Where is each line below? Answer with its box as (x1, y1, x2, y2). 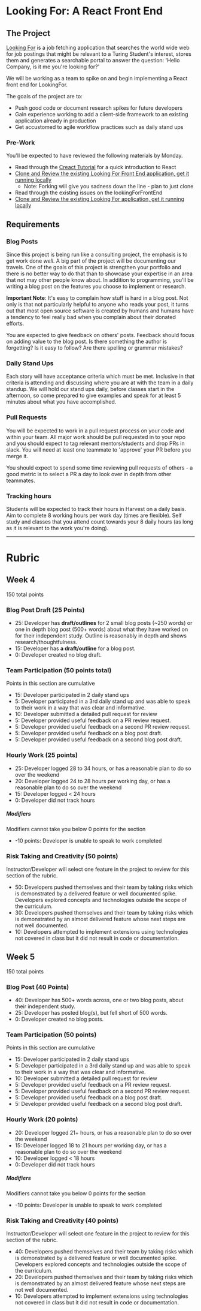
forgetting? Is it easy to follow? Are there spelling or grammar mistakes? (6, 344, 183, 351)
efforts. (6, 320, 25, 327)
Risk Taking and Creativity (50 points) (6, 852, 118, 860)
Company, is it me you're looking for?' (6, 63, 100, 70)
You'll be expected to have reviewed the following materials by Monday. (6, 152, 184, 160)
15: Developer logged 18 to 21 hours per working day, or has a (14, 1141, 167, 1149)
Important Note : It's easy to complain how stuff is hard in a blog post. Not (6, 294, 188, 301)
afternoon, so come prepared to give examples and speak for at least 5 (6, 392, 181, 399)
